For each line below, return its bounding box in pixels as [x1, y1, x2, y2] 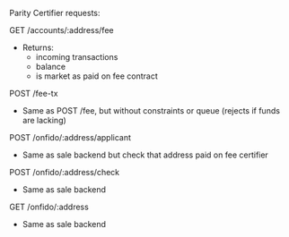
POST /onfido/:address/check [9, 167, 120, 177]
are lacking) [22, 115, 67, 125]
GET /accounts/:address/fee [9, 25, 114, 35]
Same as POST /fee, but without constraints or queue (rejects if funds [22, 106, 281, 115]
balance [35, 62, 66, 72]
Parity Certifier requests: [9, 8, 101, 18]
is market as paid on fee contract [35, 71, 159, 81]
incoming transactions [35, 52, 118, 62]
